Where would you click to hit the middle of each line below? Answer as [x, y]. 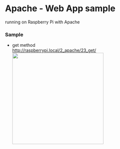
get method [24, 45]
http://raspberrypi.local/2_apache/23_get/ [54, 50]
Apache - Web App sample [60, 9]
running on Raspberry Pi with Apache [43, 22]
